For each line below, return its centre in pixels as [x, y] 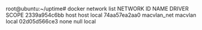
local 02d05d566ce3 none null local [51, 21]
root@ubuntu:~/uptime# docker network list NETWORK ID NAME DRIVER [97, 9]
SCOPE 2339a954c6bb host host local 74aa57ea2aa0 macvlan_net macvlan [101, 15]
